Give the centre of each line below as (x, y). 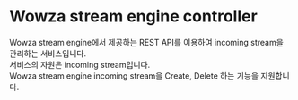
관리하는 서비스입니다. (48, 53)
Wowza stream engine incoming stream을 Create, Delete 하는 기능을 (134, 75)
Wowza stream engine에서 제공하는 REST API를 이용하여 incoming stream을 (147, 42)
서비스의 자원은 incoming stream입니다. (80, 64)
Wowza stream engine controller (133, 17)
